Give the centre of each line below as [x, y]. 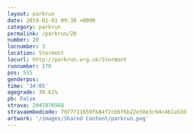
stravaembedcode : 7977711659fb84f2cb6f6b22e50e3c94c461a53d [97, 112]
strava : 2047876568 [36, 106]
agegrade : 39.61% [33, 92]
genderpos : [23, 79]
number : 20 [23, 40]
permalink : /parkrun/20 [42, 33]
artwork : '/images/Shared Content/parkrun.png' [78, 118]
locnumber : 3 [26, 46]
